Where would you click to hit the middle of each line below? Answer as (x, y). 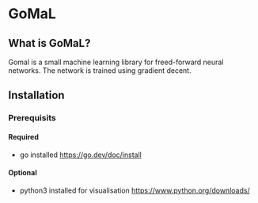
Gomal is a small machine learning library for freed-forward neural (116, 62)
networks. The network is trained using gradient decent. (100, 71)
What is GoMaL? (49, 43)
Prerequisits (32, 118)
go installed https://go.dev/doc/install (81, 155)
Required (24, 136)
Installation (36, 96)
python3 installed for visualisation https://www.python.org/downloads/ (135, 190)
